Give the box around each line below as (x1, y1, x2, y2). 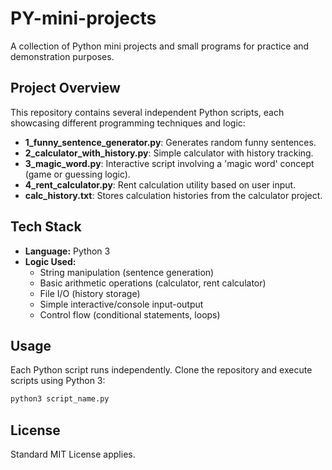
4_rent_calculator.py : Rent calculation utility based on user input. (24, 178, 297, 191)
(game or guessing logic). (24, 168, 131, 180)
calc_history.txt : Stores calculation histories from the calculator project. (24, 189, 323, 201)
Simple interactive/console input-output (39, 298, 204, 310)
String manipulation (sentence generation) (39, 266, 215, 278)
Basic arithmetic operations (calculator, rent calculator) (39, 277, 267, 289)
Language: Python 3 (24, 245, 111, 257)
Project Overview (10, 80, 121, 97)
